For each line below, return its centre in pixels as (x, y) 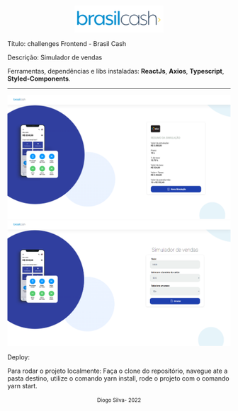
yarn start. (22, 386)
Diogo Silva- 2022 (119, 400)
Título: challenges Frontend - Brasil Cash (67, 43)
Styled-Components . (39, 79)
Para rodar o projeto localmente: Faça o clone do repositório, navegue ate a (118, 371)
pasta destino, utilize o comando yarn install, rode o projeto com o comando (118, 378)
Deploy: (19, 357)
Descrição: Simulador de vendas (55, 57)
